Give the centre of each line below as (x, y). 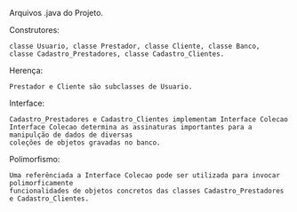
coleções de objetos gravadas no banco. (85, 143)
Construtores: (34, 30)
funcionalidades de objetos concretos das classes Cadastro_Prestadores (147, 191)
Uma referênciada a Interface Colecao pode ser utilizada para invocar (144, 176)
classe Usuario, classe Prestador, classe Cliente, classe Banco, (135, 46)
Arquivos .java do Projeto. (56, 13)
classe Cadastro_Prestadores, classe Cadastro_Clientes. (117, 54)
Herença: (26, 71)
